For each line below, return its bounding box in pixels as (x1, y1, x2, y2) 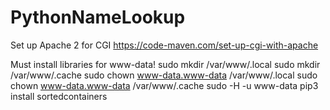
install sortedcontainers (10, 90, 108, 102)
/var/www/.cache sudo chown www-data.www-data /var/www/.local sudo (10, 69, 318, 81)
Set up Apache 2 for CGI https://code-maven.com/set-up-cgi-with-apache (10, 39, 319, 51)
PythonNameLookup (10, 6, 186, 29)
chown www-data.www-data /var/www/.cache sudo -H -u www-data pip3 (10, 79, 319, 91)
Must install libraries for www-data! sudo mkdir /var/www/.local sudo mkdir (10, 58, 321, 70)
